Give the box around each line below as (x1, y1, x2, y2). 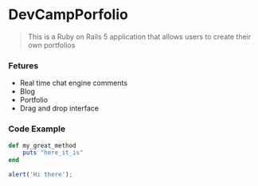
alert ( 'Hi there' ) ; (8, 171, 73, 179)
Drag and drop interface (19, 103, 100, 113)
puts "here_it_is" (22, 149, 84, 157)
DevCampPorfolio (8, 6, 129, 24)
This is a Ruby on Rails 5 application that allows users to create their (27, 32, 252, 41)
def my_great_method (8, 141, 77, 149)
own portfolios (27, 40, 76, 49)
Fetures (8, 60, 39, 71)
